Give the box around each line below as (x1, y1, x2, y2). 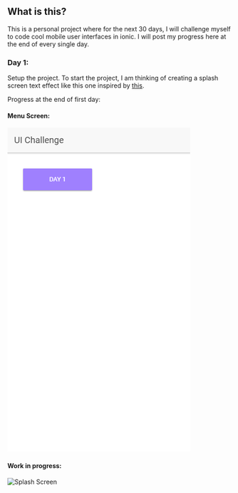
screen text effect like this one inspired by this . (7, 81, 145, 90)
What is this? (7, 6, 67, 18)
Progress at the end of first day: (7, 95, 101, 104)
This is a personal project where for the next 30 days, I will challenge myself (7, 24, 232, 33)
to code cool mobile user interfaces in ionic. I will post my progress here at (7, 32, 227, 41)
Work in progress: (7, 461, 62, 469)
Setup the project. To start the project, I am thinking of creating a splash (7, 74, 219, 83)
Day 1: (7, 57, 29, 67)
